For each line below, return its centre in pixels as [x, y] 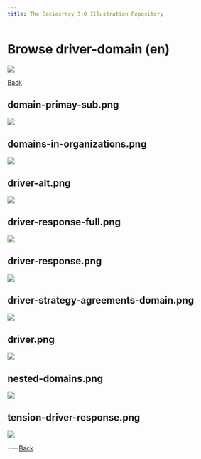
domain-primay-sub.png [63, 104]
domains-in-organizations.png [77, 144]
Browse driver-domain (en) [89, 49]
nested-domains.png [55, 378]
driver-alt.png [39, 183]
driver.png [31, 339]
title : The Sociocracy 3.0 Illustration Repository [85, 14]
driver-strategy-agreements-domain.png [101, 300]
